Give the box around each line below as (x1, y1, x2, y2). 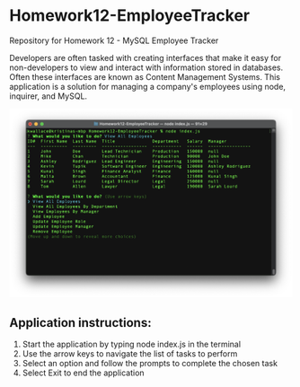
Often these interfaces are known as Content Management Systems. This (9, 71, 281, 82)
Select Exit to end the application (22, 367, 146, 378)
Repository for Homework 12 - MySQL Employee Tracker (9, 35, 219, 46)
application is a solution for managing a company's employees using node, (9, 81, 286, 92)
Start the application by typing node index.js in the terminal (22, 339, 241, 350)
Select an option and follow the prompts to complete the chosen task (22, 358, 278, 369)
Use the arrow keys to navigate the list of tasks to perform (22, 348, 238, 359)
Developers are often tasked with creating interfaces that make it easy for (9, 52, 281, 63)
